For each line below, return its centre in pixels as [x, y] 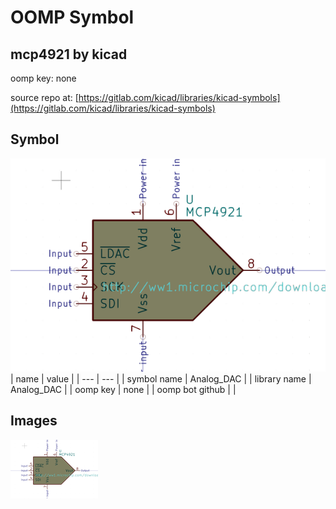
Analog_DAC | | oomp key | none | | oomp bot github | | [123, 389]
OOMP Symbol [72, 17]
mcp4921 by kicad [69, 54]
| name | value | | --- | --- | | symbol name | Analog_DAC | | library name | [161, 378]
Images [34, 421]
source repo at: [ [44, 97]
